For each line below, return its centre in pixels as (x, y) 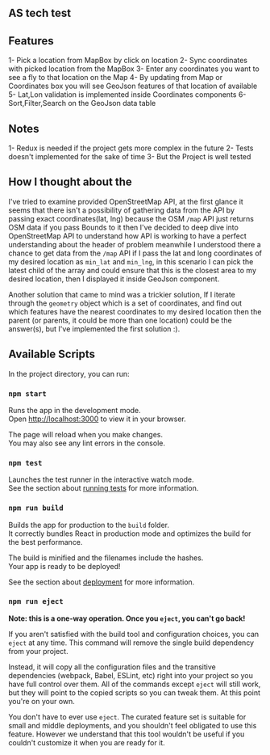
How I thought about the (71, 182)
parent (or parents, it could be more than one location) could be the (120, 320)
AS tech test (39, 13)
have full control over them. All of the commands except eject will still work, (135, 684)
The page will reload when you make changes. (86, 434)
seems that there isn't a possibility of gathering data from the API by (122, 210)
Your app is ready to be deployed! (64, 566)
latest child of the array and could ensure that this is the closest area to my (132, 270)
